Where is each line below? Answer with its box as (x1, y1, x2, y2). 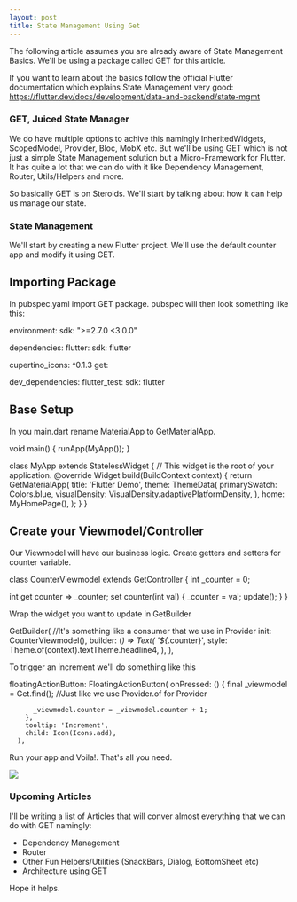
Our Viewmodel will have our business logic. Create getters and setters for (9, 547, 281, 558)
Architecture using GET (21, 866, 108, 876)
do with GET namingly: (9, 820, 92, 830)
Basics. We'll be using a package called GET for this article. (9, 55, 226, 66)
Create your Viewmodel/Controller (9, 524, 204, 539)
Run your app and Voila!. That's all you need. (9, 751, 173, 763)
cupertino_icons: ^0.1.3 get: (9, 359, 109, 370)
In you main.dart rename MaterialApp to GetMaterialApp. (9, 426, 215, 436)
